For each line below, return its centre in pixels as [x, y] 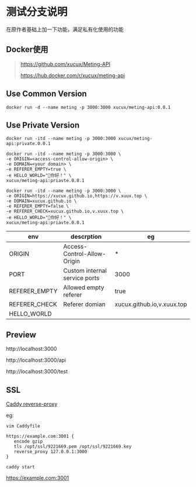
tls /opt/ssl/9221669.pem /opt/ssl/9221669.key [73, 447]
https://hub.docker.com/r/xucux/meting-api [73, 75]
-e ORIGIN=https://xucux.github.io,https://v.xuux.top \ [77, 196]
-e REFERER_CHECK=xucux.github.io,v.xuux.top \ [65, 211]
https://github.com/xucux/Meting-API [65, 64]
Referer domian [85, 304]
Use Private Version [43, 125]
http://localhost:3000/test [37, 372]
